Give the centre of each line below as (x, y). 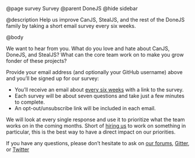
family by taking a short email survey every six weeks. (71, 26)
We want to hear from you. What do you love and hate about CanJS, (88, 48)
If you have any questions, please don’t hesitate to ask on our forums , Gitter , (98, 143)
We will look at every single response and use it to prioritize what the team (95, 120)
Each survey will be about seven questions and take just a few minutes (100, 96)
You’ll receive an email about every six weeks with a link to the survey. (99, 89)
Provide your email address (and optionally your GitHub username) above (94, 72)
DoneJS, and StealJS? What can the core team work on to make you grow (95, 55)
